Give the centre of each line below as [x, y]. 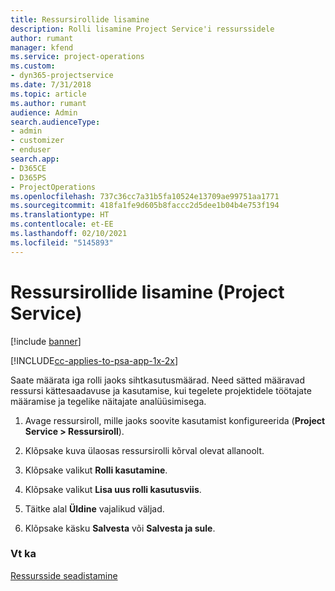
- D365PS [28, 177]
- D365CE [28, 168]
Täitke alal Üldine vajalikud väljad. [94, 508]
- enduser [31, 150]
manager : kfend [42, 47]
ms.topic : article [48, 94]
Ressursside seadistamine [64, 575]
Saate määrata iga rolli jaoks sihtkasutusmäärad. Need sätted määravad [158, 380]
